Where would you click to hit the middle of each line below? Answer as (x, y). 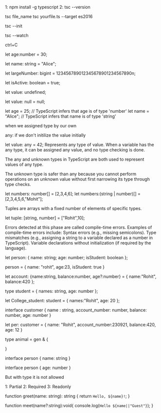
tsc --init (14, 26)
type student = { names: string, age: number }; (52, 291)
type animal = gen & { (27, 339)
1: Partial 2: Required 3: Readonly (38, 387)
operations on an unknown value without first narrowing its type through (77, 179)
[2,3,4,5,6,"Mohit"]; (24, 199)
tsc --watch (17, 35)
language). (16, 248)
